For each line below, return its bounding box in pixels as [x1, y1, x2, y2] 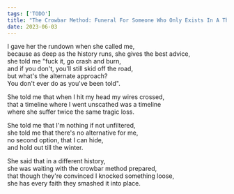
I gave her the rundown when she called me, [7, 43, 135, 51]
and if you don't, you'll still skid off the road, [7, 64, 134, 73]
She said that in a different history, [7, 157, 106, 165]
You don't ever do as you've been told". [7, 80, 120, 88]
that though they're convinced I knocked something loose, [7, 172, 175, 180]
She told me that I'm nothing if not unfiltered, [7, 121, 136, 130]
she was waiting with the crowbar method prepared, [7, 165, 157, 173]
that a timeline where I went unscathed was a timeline [7, 100, 162, 109]
